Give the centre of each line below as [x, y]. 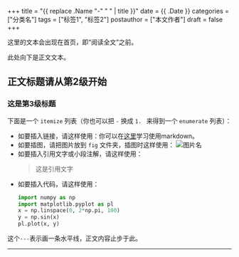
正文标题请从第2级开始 [57, 82]
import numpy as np [47, 197]
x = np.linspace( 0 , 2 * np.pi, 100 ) [69, 211]
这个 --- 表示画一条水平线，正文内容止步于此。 [75, 238]
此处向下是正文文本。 [38, 57]
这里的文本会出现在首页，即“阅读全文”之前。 [73, 42]
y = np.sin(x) [38, 217]
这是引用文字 [54, 169]
